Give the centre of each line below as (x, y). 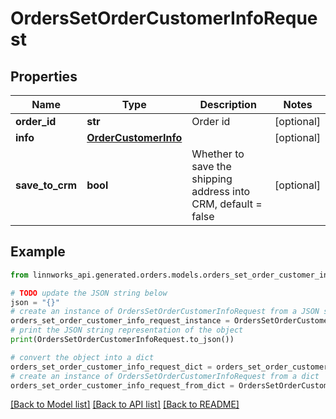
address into (221, 191)
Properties (44, 76)
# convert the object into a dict (82, 357)
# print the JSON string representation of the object (127, 330)
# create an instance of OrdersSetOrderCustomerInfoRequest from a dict (165, 376)
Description (228, 104)
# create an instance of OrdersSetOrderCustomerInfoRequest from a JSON (165, 312)
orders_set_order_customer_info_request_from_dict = (122, 385)
